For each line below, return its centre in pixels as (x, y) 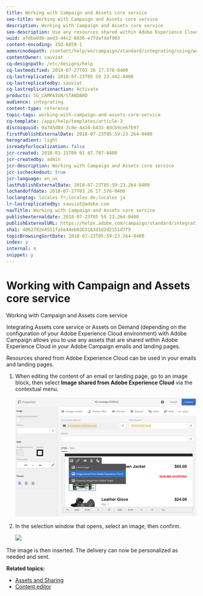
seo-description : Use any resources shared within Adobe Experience (94, 32)
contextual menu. (37, 389)
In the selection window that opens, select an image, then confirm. (98, 526)
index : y (17, 242)
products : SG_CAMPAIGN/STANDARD (47, 96)
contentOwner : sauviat (35, 57)
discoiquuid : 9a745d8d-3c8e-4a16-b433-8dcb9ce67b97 (72, 128)
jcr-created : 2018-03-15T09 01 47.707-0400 (62, 153)
